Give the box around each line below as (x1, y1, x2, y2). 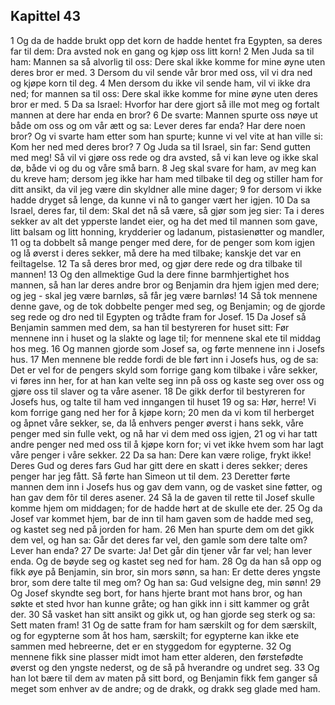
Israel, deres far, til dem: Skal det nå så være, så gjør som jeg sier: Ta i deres (10, 204, 325, 216)
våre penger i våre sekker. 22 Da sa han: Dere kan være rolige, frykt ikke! (10, 449, 312, 461)
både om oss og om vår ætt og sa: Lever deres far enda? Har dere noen (10, 119, 306, 131)
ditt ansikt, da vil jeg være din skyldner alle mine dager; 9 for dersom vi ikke (10, 183, 322, 195)
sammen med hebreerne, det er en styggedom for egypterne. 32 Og (10, 640, 292, 652)
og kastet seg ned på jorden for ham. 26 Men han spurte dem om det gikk (10, 523, 315, 535)
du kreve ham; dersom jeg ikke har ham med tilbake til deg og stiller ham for (10, 172, 324, 184)
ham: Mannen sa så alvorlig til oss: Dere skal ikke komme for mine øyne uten (10, 55, 326, 68)
